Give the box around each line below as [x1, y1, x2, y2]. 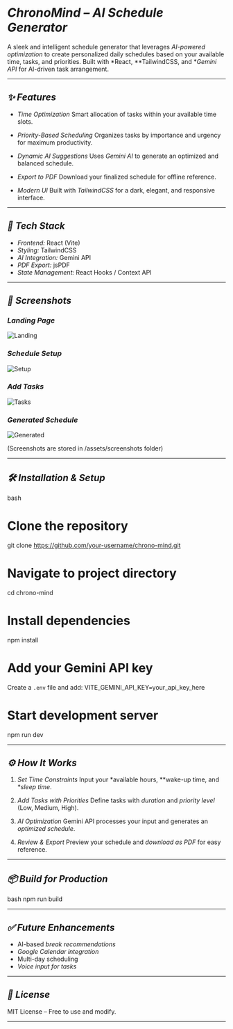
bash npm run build [7, 895, 63, 903]
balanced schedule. [17, 159, 74, 168]
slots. [17, 117, 33, 126]
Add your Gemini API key [7, 660, 153, 676]
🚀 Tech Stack [7, 220, 65, 232]
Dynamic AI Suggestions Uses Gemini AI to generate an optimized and [17, 152, 219, 160]
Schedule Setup [7, 349, 62, 359]
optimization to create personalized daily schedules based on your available [7, 50, 225, 58]
